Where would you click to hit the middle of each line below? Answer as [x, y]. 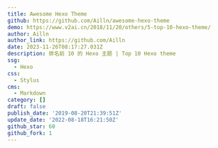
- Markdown [30, 93]
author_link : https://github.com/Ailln [66, 41]
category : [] [27, 100]
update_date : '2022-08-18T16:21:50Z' [63, 120]
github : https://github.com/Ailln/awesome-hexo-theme [89, 21]
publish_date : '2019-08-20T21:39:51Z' [65, 113]
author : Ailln [28, 34]
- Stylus [27, 80]
